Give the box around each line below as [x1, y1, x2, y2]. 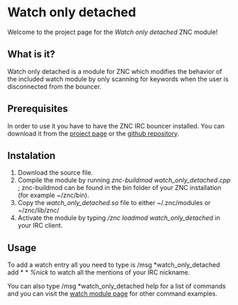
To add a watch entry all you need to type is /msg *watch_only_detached [7, 260, 220, 270]
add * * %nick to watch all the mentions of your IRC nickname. [7, 268, 190, 277]
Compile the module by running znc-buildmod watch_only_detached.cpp [17, 176, 231, 184]
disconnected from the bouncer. [7, 82, 102, 91]
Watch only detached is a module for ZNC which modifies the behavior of [7, 67, 222, 75]
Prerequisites [7, 103, 68, 115]
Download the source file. [17, 168, 94, 177]
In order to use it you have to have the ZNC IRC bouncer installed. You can [7, 121, 225, 130]
